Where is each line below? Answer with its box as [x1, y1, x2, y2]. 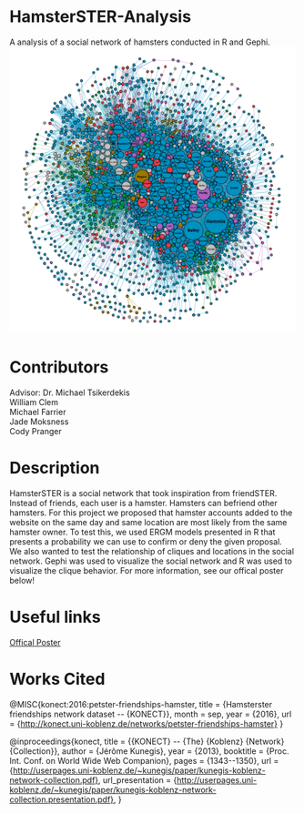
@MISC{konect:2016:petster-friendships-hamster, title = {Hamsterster [9, 698, 273, 709]
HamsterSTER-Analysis [9, 6, 192, 27]
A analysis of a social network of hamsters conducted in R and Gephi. [9, 36, 270, 47]
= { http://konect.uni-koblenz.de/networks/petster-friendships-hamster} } [9, 717, 284, 729]
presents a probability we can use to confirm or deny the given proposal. [9, 535, 282, 547]
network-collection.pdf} [9, 774, 99, 785]
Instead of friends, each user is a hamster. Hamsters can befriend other [9, 497, 278, 508]
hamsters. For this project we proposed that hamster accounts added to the [9, 507, 293, 518]
